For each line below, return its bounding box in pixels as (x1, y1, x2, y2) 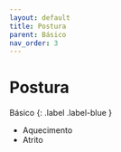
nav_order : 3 (9, 38, 59, 48)
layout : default (9, 13, 70, 23)
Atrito (22, 135, 43, 146)
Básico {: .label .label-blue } (9, 108, 113, 119)
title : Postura (9, 22, 67, 31)
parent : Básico (9, 30, 67, 39)
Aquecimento (22, 125, 73, 136)
